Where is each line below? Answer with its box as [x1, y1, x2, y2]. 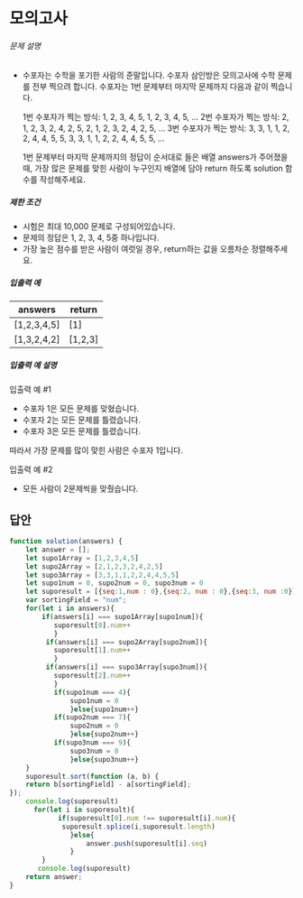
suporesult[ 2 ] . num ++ [53, 671, 131, 680]
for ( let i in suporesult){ [32, 805, 135, 815]
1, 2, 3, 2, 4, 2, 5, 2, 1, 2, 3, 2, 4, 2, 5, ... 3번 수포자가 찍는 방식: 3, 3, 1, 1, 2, [22, 123, 290, 134]
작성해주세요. [39, 174, 86, 185]
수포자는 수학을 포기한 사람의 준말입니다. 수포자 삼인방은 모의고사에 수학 [22, 69, 276, 81]
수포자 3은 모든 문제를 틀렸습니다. [22, 426, 142, 437]
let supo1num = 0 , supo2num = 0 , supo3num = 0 [25, 579, 204, 588]
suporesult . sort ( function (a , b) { [25, 772, 160, 781]
